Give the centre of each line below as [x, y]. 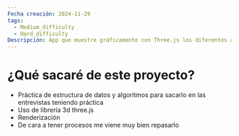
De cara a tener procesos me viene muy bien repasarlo [98, 125]
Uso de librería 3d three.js [55, 110]
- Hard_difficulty [41, 34]
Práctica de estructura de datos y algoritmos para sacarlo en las [112, 95]
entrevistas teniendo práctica [60, 103]
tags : [15, 21]
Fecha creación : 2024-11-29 [49, 14]
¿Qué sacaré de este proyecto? [101, 75]
